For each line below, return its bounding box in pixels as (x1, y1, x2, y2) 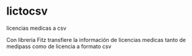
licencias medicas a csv (6, 24, 67, 32)
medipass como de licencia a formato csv (6, 43, 112, 50)
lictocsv (6, 4, 48, 18)
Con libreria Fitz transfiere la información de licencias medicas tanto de (6, 36, 186, 43)
